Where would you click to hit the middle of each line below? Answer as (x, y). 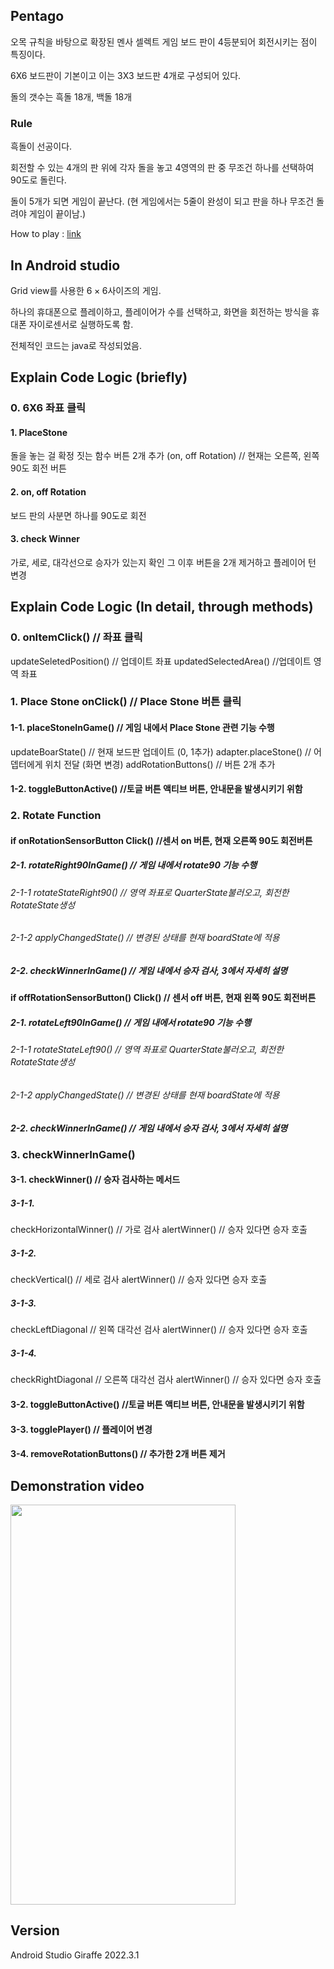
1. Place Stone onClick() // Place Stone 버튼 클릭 (126, 702)
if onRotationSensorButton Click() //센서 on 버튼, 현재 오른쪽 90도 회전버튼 (161, 840)
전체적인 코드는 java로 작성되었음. (76, 345)
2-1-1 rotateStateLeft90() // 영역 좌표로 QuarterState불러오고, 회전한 (147, 1050)
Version (35, 1930)
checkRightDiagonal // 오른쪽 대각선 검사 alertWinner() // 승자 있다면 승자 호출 (166, 1380)
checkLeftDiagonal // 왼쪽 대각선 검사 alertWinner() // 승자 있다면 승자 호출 (159, 1330)
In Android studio (65, 265)
